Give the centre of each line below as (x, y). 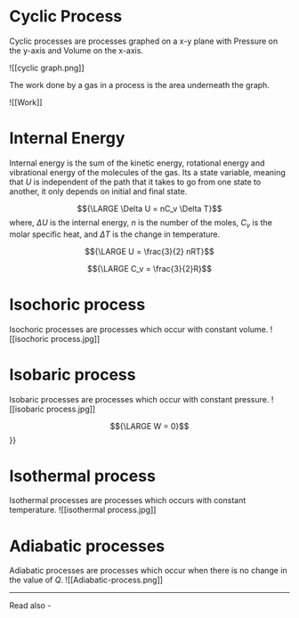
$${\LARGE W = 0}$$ (149, 426)
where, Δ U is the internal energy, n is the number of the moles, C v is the (141, 223)
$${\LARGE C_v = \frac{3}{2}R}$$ (149, 268)
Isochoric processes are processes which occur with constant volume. (139, 329)
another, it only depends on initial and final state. (98, 191)
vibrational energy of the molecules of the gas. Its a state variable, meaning (148, 172)
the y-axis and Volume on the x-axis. (77, 50)
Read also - (30, 606)
